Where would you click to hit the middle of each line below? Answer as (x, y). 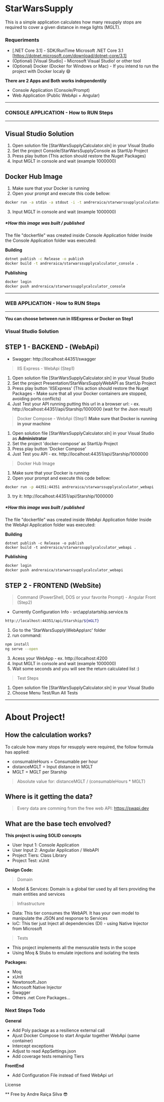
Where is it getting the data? (49, 796)
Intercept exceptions (33, 1046)
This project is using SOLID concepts (43, 836)
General (13, 1021)
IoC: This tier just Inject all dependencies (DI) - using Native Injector (80, 924)
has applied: (18, 752)
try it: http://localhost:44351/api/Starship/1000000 (63, 496)
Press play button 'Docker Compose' (49, 449)
